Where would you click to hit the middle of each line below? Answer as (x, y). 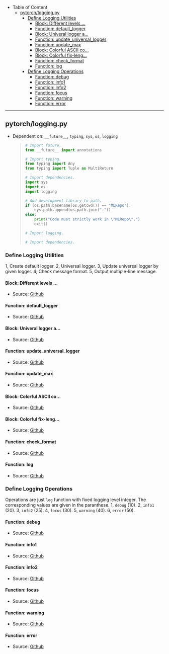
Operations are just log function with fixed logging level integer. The (76, 500)
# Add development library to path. (63, 201)
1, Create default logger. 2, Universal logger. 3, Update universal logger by (82, 266)
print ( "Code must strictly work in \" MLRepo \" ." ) (87, 219)
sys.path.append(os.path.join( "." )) (73, 210)
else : (31, 215)
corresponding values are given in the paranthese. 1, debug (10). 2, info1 (80, 505)
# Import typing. (43, 159)
